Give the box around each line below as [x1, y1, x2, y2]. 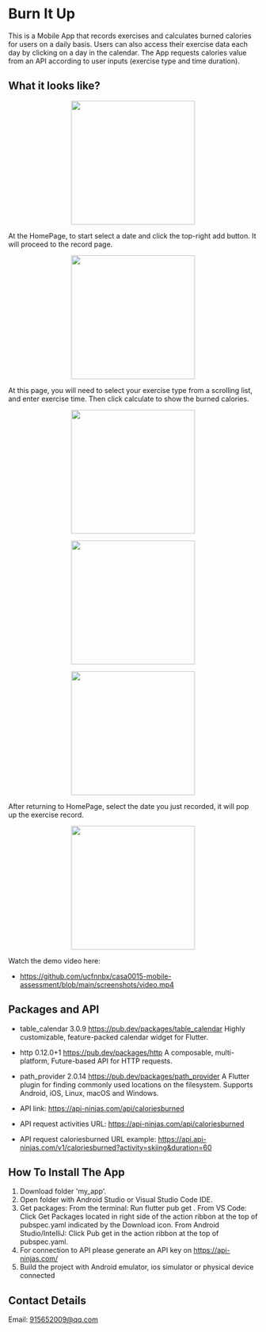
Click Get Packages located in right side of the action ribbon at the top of [19, 1212, 258, 1221]
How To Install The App [8, 1166, 125, 1179]
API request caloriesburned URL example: [19, 1134, 157, 1143]
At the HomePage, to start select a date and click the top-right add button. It [8, 231, 256, 240]
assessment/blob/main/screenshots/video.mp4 [19, 979, 174, 989]
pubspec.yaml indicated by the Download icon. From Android [19, 1220, 220, 1230]
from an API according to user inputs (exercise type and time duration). [8, 56, 240, 66]
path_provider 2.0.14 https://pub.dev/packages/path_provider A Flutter [19, 1071, 250, 1081]
